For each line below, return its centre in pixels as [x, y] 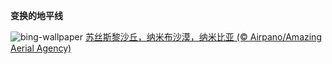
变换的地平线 [36, 15]
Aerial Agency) [41, 48]
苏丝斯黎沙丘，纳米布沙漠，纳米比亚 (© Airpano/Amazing [203, 37]
